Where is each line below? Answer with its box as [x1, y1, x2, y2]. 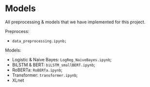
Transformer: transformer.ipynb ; [12, 72, 78, 78]
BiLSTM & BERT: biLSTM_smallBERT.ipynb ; [12, 62, 96, 68]
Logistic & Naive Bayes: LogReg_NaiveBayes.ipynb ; [12, 56, 112, 62]
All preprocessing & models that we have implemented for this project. [5, 19, 146, 25]
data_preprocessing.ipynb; [12, 38, 67, 44]
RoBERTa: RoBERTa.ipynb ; [12, 67, 63, 73]
